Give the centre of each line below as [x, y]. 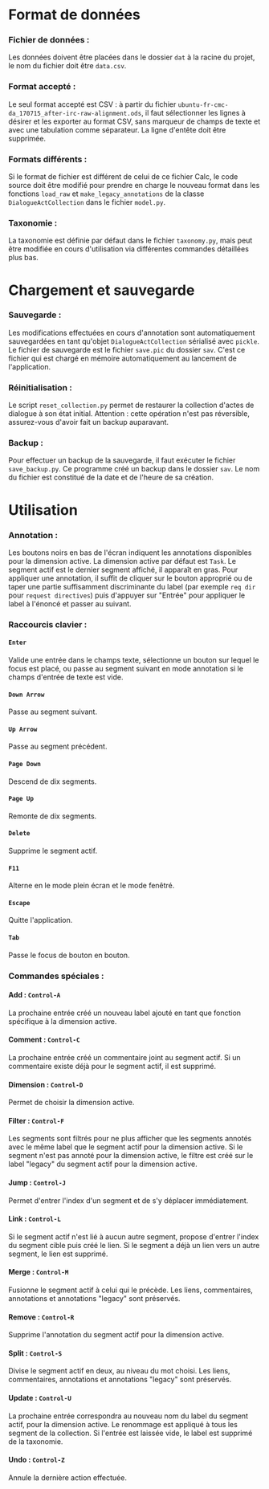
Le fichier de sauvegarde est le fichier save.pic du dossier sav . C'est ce [127, 349]
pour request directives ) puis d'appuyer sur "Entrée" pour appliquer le [127, 595]
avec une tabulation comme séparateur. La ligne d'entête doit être [117, 129]
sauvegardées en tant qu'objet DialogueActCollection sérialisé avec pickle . [134, 341]
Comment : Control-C [44, 1040]
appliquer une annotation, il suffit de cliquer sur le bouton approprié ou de [130, 578]
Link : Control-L [35, 1219]
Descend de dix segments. [53, 781]
